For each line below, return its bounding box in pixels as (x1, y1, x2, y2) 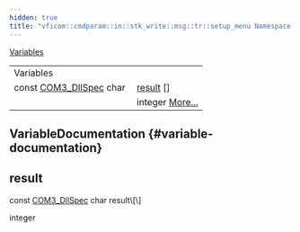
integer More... (136, 95, 199, 108)
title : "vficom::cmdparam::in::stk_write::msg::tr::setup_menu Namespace (9, 22, 292, 31)
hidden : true (9, 13, 58, 22)
